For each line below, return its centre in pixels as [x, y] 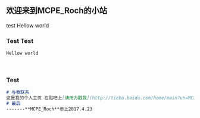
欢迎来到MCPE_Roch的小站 [57, 11]
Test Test [20, 41]
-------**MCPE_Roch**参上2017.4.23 [49, 109]
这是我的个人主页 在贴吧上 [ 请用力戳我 [47, 98]
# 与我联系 [18, 92]
